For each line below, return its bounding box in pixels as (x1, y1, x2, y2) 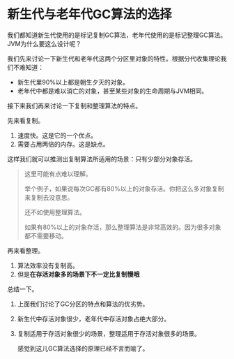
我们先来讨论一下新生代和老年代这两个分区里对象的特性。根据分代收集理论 (7, 54, 221, 63)
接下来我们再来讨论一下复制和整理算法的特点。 (7, 101, 141, 110)
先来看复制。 (7, 116, 44, 124)
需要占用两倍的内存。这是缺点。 (17, 140, 109, 148)
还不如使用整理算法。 (24, 207, 86, 217)
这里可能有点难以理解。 (24, 169, 92, 178)
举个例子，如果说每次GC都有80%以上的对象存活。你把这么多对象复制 (24, 184, 224, 193)
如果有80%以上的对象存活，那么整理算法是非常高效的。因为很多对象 (24, 223, 221, 231)
